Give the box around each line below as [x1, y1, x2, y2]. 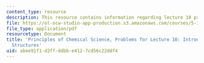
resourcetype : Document [6, 31, 67, 37]
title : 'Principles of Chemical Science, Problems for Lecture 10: [6, 37, 181, 43]
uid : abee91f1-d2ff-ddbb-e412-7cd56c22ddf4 [6, 48, 118, 54]
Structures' [12, 43, 42, 49]
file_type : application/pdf [6, 25, 78, 32]
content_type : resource [6, 8, 67, 15]
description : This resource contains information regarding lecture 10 [6, 14, 191, 20]
